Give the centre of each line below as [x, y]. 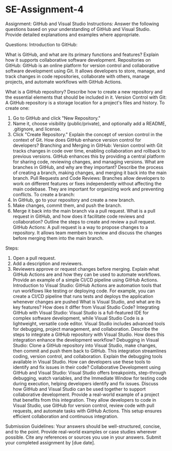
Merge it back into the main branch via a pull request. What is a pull [84, 211]
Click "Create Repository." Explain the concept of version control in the [88, 134]
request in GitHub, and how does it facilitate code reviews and [79, 216]
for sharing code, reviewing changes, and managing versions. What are [88, 162]
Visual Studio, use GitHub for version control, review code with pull [83, 405]
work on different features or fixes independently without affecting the [87, 183]
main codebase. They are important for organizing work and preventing [88, 189]
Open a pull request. [34, 258]
